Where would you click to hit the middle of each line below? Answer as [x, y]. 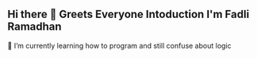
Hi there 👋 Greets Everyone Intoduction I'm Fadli [128, 14]
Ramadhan [35, 27]
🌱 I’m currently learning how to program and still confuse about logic [119, 45]
